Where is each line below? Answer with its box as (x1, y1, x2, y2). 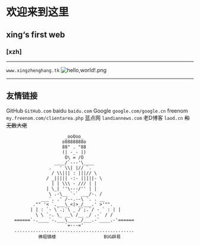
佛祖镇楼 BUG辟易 (37, 234, 121, 240)
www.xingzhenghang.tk (6, 67, 60, 73)
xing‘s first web (6, 29, 65, 39)
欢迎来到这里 (6, 5, 70, 19)
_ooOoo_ (64, 134, 84, 139)
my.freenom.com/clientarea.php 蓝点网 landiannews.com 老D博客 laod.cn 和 (6, 114, 190, 121)
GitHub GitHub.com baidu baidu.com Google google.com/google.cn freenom (6, 107, 189, 114)
